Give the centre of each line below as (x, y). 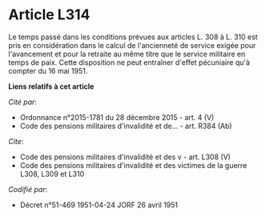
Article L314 (49, 15)
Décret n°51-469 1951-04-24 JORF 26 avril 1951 (99, 205)
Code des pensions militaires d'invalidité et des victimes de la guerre (133, 165)
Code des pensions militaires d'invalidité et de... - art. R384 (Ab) (126, 126)
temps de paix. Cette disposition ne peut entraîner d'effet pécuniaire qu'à (129, 62)
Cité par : (23, 102)
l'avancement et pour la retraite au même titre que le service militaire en (127, 54)
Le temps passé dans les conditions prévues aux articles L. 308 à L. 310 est (133, 37)
